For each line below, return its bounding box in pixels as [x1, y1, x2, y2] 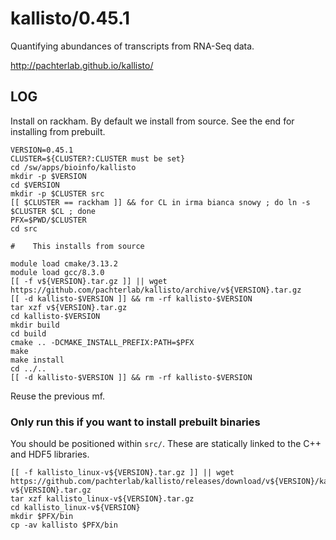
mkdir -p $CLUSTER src [10, 188, 105, 199]
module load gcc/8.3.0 [10, 267, 105, 277]
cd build [10, 328, 47, 339]
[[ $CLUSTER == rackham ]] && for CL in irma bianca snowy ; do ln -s [10, 197, 311, 207]
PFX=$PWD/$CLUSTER [10, 215, 87, 225]
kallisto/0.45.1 [10, 7, 130, 30]
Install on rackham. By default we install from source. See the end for [10, 115, 295, 127]
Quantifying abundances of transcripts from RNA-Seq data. [10, 40, 255, 52]
